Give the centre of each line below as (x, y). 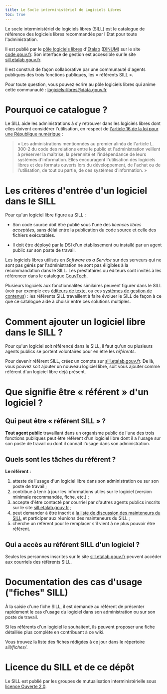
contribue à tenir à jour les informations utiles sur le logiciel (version (82, 492)
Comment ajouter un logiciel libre (75, 322)
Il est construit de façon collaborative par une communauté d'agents (76, 69)
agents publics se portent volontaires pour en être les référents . (71, 351)
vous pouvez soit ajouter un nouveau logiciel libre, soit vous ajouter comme (83, 366)
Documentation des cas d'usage (74, 582)
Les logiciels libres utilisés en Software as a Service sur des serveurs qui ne (83, 260)
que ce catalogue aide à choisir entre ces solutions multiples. (68, 302)
